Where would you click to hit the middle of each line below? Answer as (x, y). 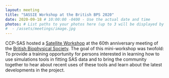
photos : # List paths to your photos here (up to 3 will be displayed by (85, 24)
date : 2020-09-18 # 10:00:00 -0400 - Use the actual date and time (78, 19)
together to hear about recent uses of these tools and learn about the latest (84, 65)
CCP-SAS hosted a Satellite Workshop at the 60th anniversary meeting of (82, 43)
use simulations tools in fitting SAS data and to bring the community (76, 59)
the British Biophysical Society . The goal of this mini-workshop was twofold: (85, 49)
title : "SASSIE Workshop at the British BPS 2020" (60, 15)
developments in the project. (35, 70)
